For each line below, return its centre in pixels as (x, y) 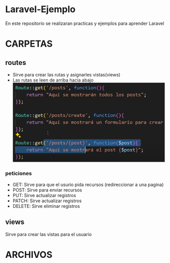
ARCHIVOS (29, 255)
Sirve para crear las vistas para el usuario (49, 234)
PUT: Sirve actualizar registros (44, 195)
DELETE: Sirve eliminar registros (46, 206)
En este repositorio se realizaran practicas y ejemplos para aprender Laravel (85, 23)
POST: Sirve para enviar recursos (47, 190)
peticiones (18, 173)
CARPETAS (29, 44)
